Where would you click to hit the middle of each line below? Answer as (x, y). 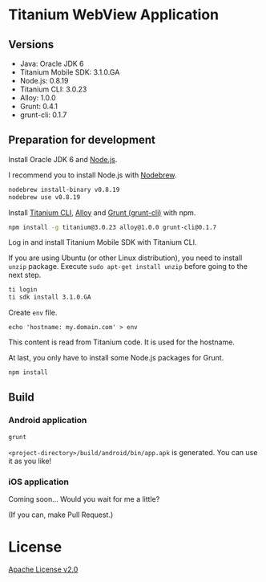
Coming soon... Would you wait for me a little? (84, 499)
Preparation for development (82, 140)
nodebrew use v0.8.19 (44, 197)
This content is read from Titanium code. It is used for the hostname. (121, 342)
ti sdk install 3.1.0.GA (50, 297)
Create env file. (33, 313)
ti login (23, 290)
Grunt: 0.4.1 (39, 106)
